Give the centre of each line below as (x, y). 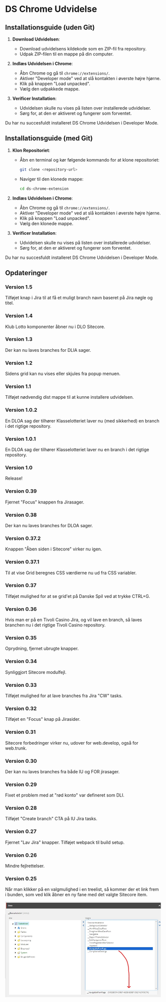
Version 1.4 (19, 316)
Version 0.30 (21, 761)
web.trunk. (16, 748)
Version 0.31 (21, 732)
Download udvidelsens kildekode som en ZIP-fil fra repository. (83, 49)
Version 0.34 (21, 662)
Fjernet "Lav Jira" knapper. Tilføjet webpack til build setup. (65, 842)
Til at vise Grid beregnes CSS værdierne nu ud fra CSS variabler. (71, 573)
